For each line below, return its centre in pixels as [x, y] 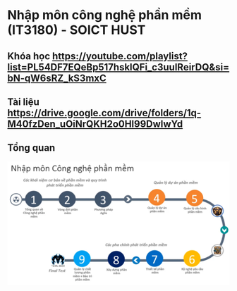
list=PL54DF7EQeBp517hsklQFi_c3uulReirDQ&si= [119, 67]
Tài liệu [24, 102]
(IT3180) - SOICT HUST [77, 30]
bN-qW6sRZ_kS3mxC [57, 78]
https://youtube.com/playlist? [120, 56]
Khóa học [29, 56]
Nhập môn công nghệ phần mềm [105, 15]
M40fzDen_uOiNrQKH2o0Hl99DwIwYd [95, 124]
